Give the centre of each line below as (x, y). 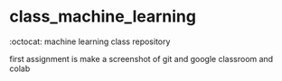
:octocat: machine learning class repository (90, 41)
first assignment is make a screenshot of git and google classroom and (141, 58)
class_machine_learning (103, 17)
